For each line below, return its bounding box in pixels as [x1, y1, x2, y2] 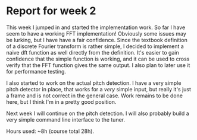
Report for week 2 [6, 4, 96, 18]
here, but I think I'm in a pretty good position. [6, 98, 117, 105]
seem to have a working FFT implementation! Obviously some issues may [6, 30, 186, 37]
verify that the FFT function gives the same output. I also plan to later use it [6, 61, 190, 69]
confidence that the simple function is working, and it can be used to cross [6, 55, 190, 62]
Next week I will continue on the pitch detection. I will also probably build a [6, 110, 189, 117]
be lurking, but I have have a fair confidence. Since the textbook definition [6, 36, 187, 43]
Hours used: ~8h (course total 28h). [6, 128, 94, 135]
